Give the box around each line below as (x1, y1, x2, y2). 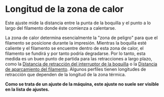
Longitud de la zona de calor (5, 3, 124, 15)
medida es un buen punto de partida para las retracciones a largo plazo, (5, 55, 153, 61)
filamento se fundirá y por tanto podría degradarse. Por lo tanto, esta (5, 50, 146, 56)
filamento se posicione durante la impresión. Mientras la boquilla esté (5, 40, 147, 46)
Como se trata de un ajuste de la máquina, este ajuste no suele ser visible (5, 81, 160, 87)
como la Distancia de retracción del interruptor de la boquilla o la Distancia (5, 61, 158, 67)
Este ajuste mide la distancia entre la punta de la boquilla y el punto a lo (5, 20, 151, 26)
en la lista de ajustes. (5, 86, 50, 92)
